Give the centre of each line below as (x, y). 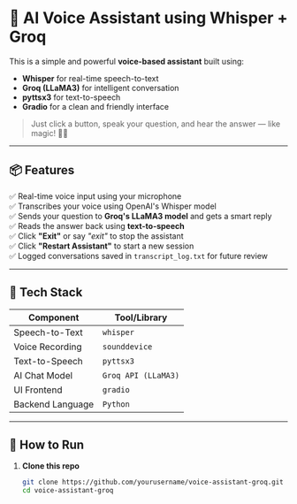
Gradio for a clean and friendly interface (95, 106)
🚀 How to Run (47, 444)
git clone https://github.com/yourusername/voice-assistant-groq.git (153, 482)
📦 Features (42, 170)
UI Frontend (38, 390)
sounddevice (127, 347)
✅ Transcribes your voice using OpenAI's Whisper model (113, 206)
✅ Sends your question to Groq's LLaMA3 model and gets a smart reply (141, 216)
